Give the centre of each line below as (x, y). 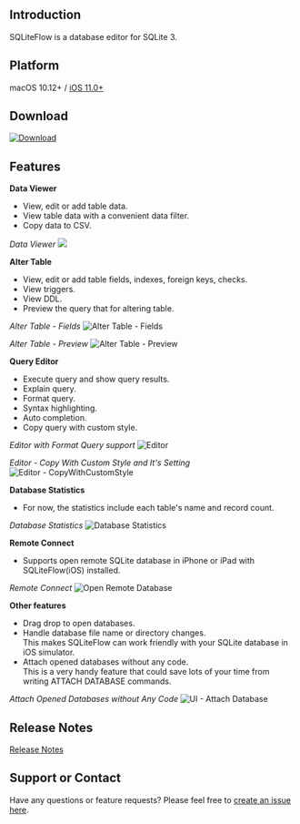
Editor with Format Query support (72, 445)
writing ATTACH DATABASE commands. (97, 681)
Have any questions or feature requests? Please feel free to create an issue (150, 799)
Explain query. (50, 389)
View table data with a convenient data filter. (105, 216)
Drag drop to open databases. (79, 624)
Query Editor (34, 361)
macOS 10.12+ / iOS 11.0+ (57, 87)
